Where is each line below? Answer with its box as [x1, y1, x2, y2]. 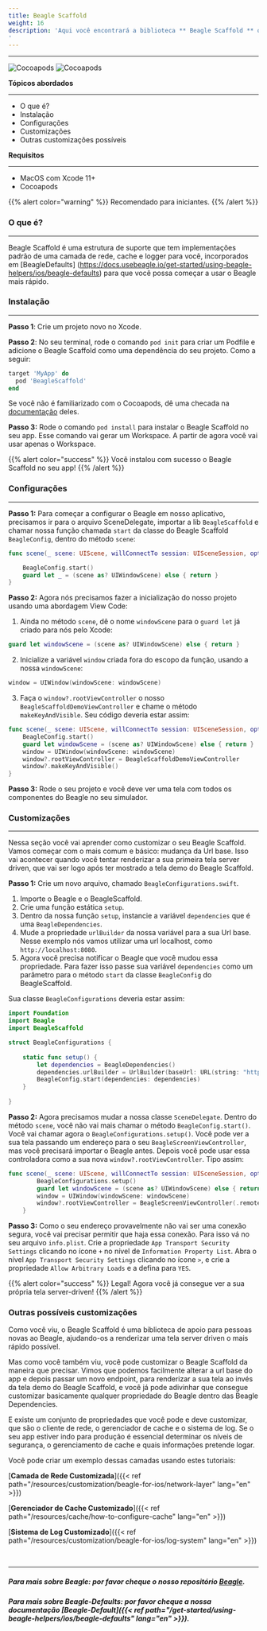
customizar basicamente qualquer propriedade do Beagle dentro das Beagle [8, 1391, 258, 1400]
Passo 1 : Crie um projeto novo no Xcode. [8, 321, 141, 331]
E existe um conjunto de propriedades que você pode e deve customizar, [8, 1415, 248, 1424]
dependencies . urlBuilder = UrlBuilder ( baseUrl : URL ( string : [37, 1068, 240, 1076]
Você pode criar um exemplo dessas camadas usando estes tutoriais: [8, 1456, 236, 1466]
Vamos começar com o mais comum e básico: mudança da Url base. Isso [8, 846, 249, 856]
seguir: [8, 354, 32, 363]
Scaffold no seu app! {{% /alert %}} [8, 463, 125, 473]
